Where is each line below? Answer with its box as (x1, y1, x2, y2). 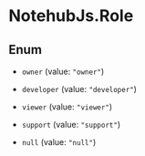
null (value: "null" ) (21, 137, 97, 147)
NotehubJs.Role (8, 5, 134, 26)
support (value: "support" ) (21, 120, 120, 130)
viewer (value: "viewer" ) (21, 101, 113, 112)
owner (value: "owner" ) (21, 66, 105, 77)
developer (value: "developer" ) (21, 84, 138, 94)
